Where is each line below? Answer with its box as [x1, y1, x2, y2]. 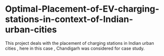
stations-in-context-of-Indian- [5, 14, 134, 25]
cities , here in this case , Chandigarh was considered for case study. [5, 45, 145, 51]
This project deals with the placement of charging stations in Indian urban [5, 40, 154, 46]
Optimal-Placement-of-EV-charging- [5, 3, 160, 15]
